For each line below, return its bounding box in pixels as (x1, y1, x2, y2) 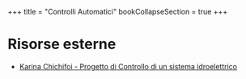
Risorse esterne (7, 35, 117, 53)
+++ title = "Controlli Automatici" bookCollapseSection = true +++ (7, 7, 228, 16)
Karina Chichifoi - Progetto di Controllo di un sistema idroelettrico (19, 61, 238, 71)
